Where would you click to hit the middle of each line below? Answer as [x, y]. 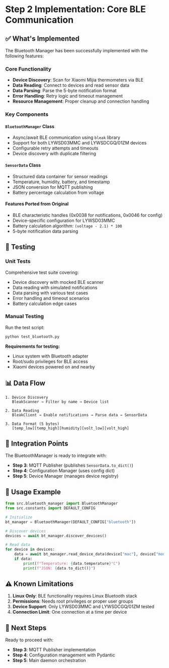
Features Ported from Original [37, 204]
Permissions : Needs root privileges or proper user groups [73, 601]
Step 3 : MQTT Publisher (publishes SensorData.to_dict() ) [73, 465]
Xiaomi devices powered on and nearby [54, 366]
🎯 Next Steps [26, 628]
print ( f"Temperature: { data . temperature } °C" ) [72, 563]
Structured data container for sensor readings [60, 176]
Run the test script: [25, 327]
